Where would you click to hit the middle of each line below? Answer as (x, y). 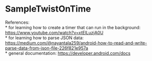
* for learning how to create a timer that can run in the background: (73, 27)
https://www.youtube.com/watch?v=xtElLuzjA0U (54, 32)
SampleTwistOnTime (48, 9)
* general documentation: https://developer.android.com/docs (68, 53)
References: (17, 22)
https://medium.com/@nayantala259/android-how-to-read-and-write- (76, 43)
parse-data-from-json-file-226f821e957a (47, 48)
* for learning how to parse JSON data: (44, 38)
